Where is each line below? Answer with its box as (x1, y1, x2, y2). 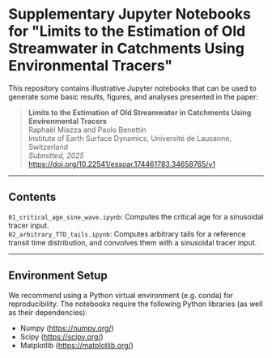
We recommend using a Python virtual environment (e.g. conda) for (8, 290, 233, 300)
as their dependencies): (8, 307, 87, 317)
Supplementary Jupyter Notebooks (8, 5, 252, 23)
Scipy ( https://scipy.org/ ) (19, 331, 104, 341)
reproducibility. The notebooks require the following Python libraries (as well (8, 299, 263, 309)
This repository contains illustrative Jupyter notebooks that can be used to (8, 83, 257, 93)
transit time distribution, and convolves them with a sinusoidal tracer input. (8, 237, 257, 247)
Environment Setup (8, 269, 108, 283)
